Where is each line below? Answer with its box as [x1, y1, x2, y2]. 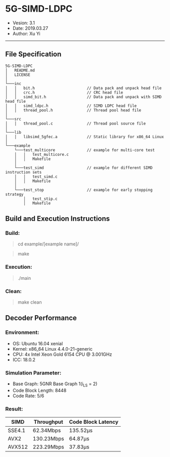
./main [17, 275, 31, 281]
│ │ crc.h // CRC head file [5, 90, 123, 95]
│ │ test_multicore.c [14, 152, 69, 157]
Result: [5, 405, 23, 412]
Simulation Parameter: [5, 369, 62, 376]
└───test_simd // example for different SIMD [14, 165, 153, 170]
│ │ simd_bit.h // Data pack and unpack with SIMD [5, 94, 162, 99]
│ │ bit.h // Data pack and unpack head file [5, 86, 162, 91]
